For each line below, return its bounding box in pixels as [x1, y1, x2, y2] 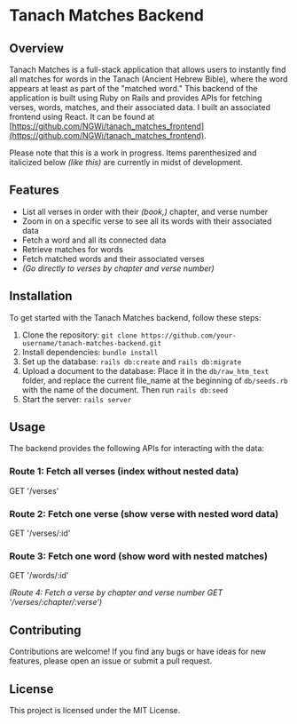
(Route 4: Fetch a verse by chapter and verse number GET [9, 587, 223, 598]
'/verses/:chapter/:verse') [9, 597, 103, 608]
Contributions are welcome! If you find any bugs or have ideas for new [9, 646, 267, 657]
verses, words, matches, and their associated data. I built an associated [9, 102, 271, 112]
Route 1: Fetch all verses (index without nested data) [9, 465, 239, 478]
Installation [9, 289, 73, 304]
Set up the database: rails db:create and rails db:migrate [21, 356, 242, 367]
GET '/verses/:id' [9, 528, 71, 538]
